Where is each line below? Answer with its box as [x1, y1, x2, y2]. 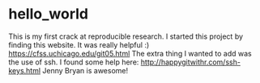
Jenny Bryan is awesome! [42, 65, 128, 75]
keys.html [8, 65, 41, 75]
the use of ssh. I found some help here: [8, 57, 139, 67]
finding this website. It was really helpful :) [8, 39, 150, 49]
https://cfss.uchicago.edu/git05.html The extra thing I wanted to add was [8, 48, 253, 58]
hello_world [8, 5, 89, 23]
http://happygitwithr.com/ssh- [140, 57, 241, 67]
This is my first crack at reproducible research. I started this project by [8, 31, 244, 41]
